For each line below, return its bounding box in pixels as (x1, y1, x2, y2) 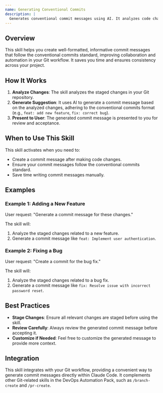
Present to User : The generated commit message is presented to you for (12, 115, 158, 121)
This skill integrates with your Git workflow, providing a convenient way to (5, 367, 152, 373)
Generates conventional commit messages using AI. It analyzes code (9, 16, 151, 21)
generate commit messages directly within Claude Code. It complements (5, 372, 150, 378)
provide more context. (12, 340, 57, 346)
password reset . (12, 287, 45, 293)
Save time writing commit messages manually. (12, 172, 105, 177)
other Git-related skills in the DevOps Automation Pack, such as (5, 377, 132, 383)
